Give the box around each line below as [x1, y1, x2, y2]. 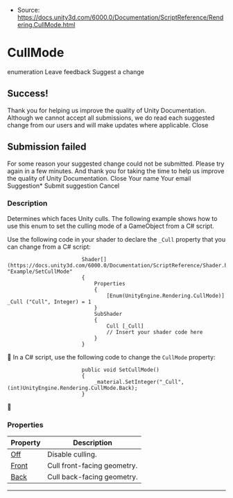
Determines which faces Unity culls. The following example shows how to [7, 214, 218, 222]
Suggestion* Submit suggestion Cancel [7, 181, 120, 190]
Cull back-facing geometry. [47, 472, 139, 482]
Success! [7, 88, 49, 100]
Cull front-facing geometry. [47, 461, 138, 470]
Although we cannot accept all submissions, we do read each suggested [7, 114, 215, 122]
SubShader [94, 310, 123, 317]
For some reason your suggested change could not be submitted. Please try [7, 159, 225, 168]
